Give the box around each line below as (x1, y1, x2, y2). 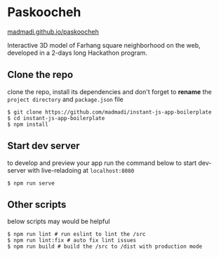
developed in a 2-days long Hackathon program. (7, 48, 147, 57)
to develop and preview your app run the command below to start (7, 159, 197, 167)
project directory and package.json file (7, 95, 124, 103)
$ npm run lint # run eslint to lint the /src (7, 231, 146, 238)
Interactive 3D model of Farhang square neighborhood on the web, (7, 41, 201, 49)
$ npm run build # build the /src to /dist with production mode (7, 243, 202, 250)
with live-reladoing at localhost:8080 (27, 166, 135, 174)
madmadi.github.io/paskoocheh (7, 27, 100, 36)
